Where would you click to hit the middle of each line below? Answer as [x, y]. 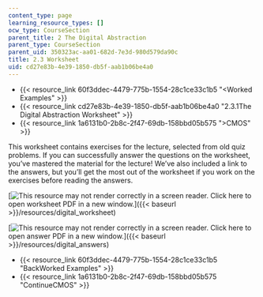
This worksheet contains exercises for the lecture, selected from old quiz [127, 146]
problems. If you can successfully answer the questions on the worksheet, [130, 155]
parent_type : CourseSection [54, 45]
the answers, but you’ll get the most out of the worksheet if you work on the [131, 171]
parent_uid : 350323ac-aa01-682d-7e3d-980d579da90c [93, 52]
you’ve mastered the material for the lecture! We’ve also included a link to [128, 164]
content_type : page [40, 15]
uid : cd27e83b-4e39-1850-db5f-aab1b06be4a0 [81, 67]
